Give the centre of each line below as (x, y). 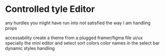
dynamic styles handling (30, 48)
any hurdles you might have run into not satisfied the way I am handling (78, 23)
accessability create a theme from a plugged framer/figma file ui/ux (74, 38)
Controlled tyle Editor (50, 9)
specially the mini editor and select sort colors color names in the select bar (82, 43)
